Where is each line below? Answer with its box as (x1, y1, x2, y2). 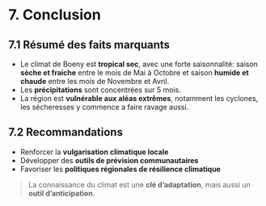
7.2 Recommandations (8, 125, 124, 139)
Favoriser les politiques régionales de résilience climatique (19, 164, 221, 174)
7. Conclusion (8, 6, 101, 24)
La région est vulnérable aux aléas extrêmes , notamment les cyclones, (19, 94, 259, 103)
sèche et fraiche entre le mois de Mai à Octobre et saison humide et (19, 68, 249, 78)
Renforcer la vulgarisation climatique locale (19, 147, 169, 157)
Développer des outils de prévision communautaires (19, 155, 199, 165)
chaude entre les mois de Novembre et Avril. (19, 77, 170, 86)
